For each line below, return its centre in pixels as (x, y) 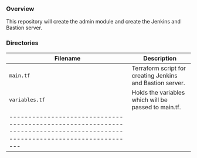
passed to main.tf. (156, 107)
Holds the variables (158, 92)
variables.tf (27, 100)
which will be (150, 100)
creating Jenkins (154, 75)
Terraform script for (159, 68)
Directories (22, 43)
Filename (67, 58)
